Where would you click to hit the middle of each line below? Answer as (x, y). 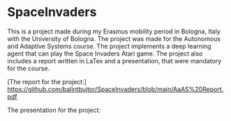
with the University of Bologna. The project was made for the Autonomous (114, 38)
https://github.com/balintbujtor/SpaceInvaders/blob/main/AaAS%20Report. (115, 89)
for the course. (29, 68)
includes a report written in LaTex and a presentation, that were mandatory (114, 60)
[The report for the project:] (47, 81)
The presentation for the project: (54, 110)
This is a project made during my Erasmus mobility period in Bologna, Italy (114, 31)
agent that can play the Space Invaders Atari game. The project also (105, 54)
